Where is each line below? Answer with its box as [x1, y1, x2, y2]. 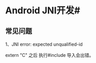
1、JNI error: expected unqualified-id [5, 41, 83, 47]
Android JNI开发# [5, 5, 80, 16]
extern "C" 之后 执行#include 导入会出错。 [5, 52, 94, 58]
